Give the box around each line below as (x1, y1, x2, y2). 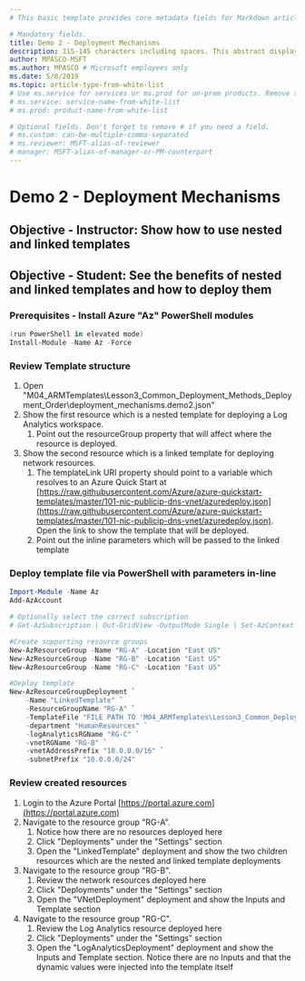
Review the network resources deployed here (35, 874, 207, 886)
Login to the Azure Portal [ (22, 797, 122, 808)
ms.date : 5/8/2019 (9, 72, 79, 82)
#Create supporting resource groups (9, 637, 148, 646)
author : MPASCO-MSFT (9, 55, 88, 64)
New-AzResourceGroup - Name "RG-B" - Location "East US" (9, 654, 221, 663)
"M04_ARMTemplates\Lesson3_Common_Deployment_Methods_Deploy (22, 390, 292, 401)
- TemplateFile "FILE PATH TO (25, 712, 136, 722)
